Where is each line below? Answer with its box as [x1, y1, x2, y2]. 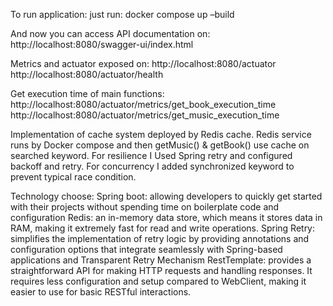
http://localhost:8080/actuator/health [10, 69, 164, 80]
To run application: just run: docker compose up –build [10, 9, 235, 20]
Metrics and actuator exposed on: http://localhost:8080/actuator [10, 58, 277, 69]
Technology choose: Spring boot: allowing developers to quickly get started [10, 190, 323, 202]
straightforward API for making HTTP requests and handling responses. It [10, 265, 313, 276]
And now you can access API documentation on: [10, 28, 211, 39]
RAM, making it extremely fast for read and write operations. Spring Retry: [10, 222, 316, 234]
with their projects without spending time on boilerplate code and [10, 201, 280, 213]
